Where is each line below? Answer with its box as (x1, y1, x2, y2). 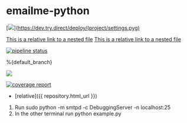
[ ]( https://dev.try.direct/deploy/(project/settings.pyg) (6, 24, 140, 31)
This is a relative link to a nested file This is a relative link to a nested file (6, 35, 181, 42)
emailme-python (6, 4, 90, 18)
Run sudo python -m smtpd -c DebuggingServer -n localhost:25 (14, 104, 171, 111)
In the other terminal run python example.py (14, 110, 122, 117)
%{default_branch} (6, 58, 53, 65)
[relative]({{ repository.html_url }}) (14, 92, 97, 99)
